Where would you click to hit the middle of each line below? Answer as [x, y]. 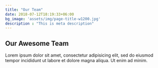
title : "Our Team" [24, 10]
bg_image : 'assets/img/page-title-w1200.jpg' [53, 19]
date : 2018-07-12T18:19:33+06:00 [40, 14]
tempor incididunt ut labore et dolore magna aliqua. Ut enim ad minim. [76, 61]
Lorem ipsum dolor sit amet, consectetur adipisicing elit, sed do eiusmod [79, 55]
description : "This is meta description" [50, 23]
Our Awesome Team [37, 43]
